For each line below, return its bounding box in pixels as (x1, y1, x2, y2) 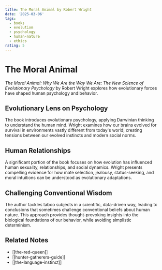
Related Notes (5, 236, 48, 244)
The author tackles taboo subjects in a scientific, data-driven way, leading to (5, 202, 158, 207)
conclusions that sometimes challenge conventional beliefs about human (5, 207, 150, 212)
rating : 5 (5, 43, 25, 48)
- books (9, 20, 25, 26)
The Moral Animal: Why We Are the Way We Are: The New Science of (5, 80, 144, 86)
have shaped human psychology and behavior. (5, 90, 98, 96)
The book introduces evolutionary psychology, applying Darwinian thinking (5, 117, 154, 123)
